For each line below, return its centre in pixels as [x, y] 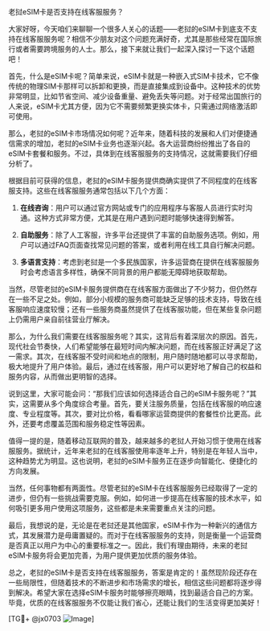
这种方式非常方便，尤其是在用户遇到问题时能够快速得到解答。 [136, 218]
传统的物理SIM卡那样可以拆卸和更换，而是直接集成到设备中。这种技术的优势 [135, 86]
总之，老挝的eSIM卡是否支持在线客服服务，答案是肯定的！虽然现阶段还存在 [133, 572]
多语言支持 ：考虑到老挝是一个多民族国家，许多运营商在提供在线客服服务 [139, 262]
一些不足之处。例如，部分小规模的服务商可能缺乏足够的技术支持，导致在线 [138, 299]
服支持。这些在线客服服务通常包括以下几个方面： [89, 191]
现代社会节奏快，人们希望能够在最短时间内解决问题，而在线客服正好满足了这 [135, 346]
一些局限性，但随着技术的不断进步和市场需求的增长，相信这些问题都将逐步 [131, 582]
